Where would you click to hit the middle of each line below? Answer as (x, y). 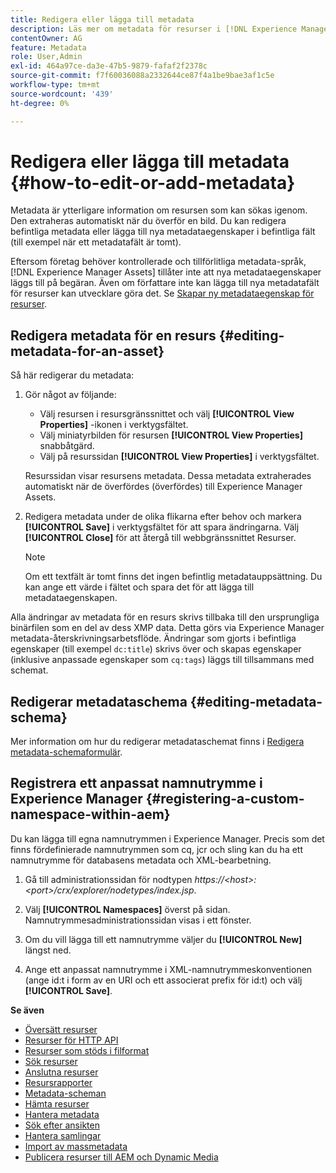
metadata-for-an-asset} (87, 351)
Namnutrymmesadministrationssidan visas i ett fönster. (138, 920)
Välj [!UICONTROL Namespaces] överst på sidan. (127, 909)
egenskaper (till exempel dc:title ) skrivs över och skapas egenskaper (156, 649)
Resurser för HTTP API (71, 1040)
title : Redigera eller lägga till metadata (102, 19)
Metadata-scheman (65, 1093)
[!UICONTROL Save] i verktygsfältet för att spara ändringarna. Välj (162, 527)
